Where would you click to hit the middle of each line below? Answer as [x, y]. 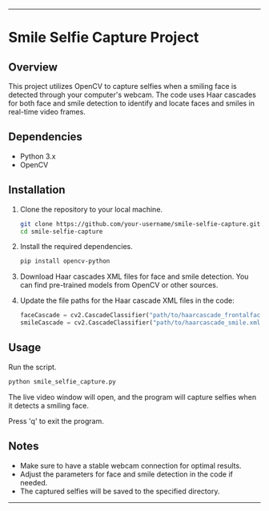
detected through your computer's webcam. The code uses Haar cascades [132, 95]
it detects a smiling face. [49, 405]
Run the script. [32, 367]
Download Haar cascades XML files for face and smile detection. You [134, 276]
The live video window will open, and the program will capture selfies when [132, 396]
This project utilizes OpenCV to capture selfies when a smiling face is [123, 86]
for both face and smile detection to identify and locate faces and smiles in [131, 103]
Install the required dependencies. [76, 247]
